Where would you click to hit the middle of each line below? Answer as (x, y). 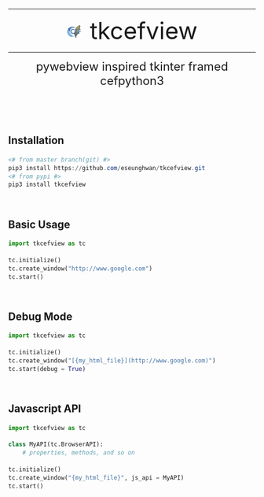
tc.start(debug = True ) (47, 369)
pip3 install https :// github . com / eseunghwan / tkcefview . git (107, 168)
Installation (36, 141)
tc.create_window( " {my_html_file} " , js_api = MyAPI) (96, 477)
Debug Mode (40, 316)
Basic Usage (39, 224)
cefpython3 (132, 81)
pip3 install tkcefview (47, 185)
